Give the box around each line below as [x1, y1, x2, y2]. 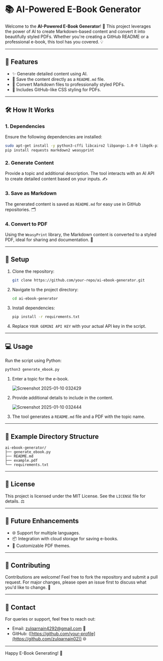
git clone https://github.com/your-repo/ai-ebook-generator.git [12, 278, 145, 283]
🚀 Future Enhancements [5, 517, 79, 525]
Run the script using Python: [5, 358, 62, 363]
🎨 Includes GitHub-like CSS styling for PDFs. [12, 86, 101, 93]
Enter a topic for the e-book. [12, 376, 69, 382]
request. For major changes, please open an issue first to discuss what [5, 579, 147, 585]
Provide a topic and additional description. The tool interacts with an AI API [5, 170, 155, 176]
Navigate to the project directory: [12, 286, 79, 292]
